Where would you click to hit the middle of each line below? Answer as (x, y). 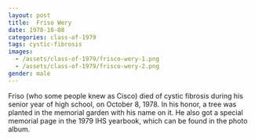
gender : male (29, 74)
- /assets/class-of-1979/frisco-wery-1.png (87, 59)
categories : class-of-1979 (52, 37)
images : (21, 52)
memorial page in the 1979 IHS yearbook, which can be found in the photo (128, 120)
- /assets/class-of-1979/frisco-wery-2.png (87, 66)
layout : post (29, 15)
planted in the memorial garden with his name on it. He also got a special (126, 112)
